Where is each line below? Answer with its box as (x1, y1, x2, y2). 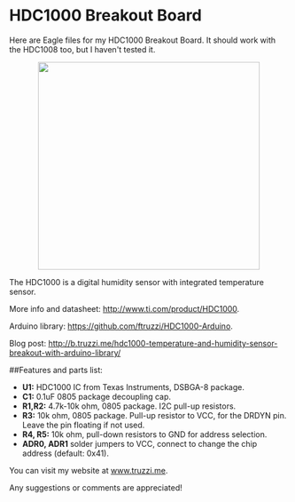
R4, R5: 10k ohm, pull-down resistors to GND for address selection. (21, 428, 268, 440)
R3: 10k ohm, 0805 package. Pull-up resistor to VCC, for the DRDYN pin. (21, 410, 287, 420)
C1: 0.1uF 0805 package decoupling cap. (21, 391, 171, 402)
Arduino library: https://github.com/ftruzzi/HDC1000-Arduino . (9, 321, 233, 331)
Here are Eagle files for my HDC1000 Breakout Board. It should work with (9, 35, 276, 45)
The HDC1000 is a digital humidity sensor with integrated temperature (9, 276, 264, 287)
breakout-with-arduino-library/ (9, 347, 121, 358)
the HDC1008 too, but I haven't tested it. (9, 44, 156, 54)
